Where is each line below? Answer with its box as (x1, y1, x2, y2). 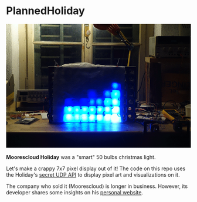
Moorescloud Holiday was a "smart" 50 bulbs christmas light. (6, 153, 156, 160)
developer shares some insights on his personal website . (6, 188, 144, 196)
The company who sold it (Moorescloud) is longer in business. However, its (6, 183, 188, 190)
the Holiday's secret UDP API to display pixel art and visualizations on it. (6, 171, 180, 178)
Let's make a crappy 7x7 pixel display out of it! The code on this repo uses (6, 165, 186, 172)
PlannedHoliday (6, 4, 85, 18)
